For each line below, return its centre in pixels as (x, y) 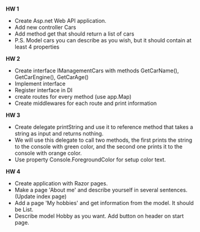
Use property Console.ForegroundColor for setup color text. (90, 160)
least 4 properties (37, 47)
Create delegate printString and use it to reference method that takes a (104, 127)
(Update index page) (40, 196)
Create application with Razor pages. (61, 183)
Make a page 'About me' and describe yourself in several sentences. (101, 190)
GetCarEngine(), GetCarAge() (52, 77)
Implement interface (40, 83)
